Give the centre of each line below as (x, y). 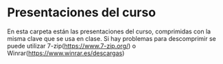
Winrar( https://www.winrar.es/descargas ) (66, 53)
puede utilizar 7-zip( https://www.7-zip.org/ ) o (71, 46)
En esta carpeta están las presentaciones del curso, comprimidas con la (109, 31)
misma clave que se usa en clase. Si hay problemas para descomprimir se (111, 38)
